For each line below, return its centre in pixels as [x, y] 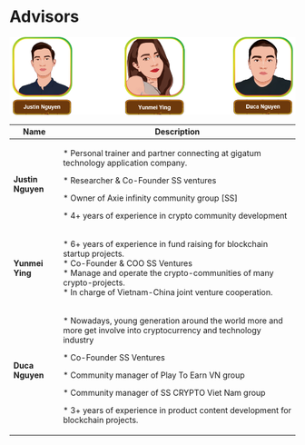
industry [79, 340]
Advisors [44, 17]
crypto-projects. [94, 282]
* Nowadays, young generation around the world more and [173, 321]
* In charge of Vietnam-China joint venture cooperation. [168, 292]
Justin [25, 180]
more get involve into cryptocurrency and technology [162, 331]
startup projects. [94, 253]
